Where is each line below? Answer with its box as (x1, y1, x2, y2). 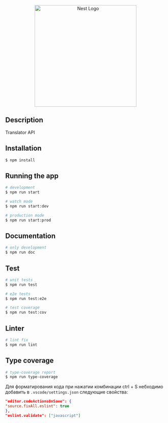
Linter (5, 324, 24, 333)
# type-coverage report (5, 370, 56, 375)
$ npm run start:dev (5, 203, 49, 208)
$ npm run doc (5, 250, 36, 255)
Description (5, 116, 43, 125)
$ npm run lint (5, 342, 38, 347)
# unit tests (5, 277, 33, 282)
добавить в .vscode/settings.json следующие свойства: (5, 389, 128, 395)
